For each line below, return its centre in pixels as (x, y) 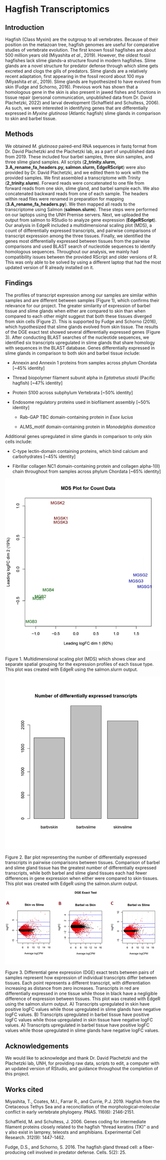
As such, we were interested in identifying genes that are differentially (77, 108)
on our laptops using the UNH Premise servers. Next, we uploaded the (77, 215)
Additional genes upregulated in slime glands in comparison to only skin (79, 436)
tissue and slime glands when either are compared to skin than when (75, 311)
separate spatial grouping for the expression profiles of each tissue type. (80, 664)
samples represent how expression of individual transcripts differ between (81, 978)
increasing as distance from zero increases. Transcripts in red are (72, 988)
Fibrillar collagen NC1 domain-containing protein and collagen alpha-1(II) (86, 466)
